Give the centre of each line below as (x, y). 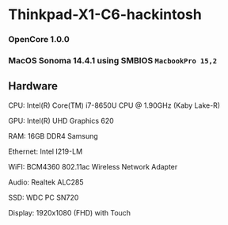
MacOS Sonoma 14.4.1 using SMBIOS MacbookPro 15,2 (113, 61)
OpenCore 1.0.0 (39, 40)
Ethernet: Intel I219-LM (46, 151)
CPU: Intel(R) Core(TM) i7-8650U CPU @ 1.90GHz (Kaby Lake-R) (114, 105)
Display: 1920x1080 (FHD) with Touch (70, 212)
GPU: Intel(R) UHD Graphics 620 (61, 120)
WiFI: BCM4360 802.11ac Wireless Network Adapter (93, 166)
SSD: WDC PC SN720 (44, 197)
